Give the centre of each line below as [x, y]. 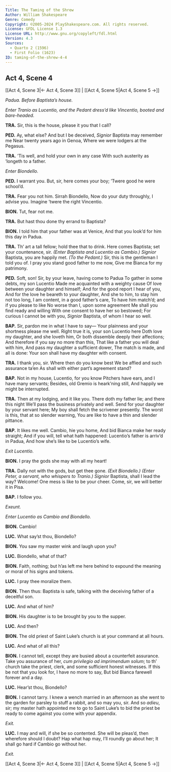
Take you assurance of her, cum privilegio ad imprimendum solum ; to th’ [81, 661]
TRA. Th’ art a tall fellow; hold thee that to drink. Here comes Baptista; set [83, 247]
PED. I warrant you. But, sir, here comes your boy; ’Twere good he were [80, 181]
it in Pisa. [15, 487]
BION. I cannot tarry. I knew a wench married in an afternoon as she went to [85, 697]
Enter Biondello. [22, 171]
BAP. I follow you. [24, 497]
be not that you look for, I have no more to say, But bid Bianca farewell [79, 672]
